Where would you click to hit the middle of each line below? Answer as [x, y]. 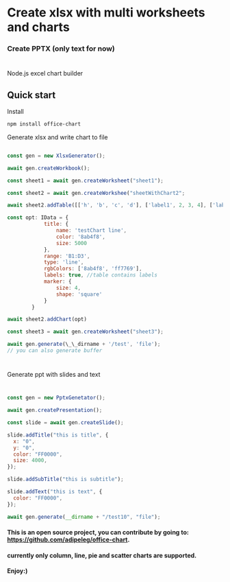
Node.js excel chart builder [45, 73]
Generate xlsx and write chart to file [57, 137]
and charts [38, 27]
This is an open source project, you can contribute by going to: [98, 533]
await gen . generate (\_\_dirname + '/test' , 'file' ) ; [84, 345]
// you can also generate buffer [55, 351]
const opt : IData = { [38, 218]
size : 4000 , [30, 461]
